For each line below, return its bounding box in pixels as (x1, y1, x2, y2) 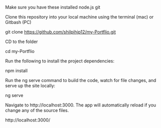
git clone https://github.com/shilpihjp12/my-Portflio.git (5, 29, 116, 34)
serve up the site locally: (5, 82, 56, 88)
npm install (5, 67, 28, 73)
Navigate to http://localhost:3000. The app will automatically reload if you (5, 102, 156, 108)
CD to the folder (5, 38, 38, 44)
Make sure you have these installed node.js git (5, 4, 101, 10)
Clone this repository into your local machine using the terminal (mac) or (5, 14, 154, 19)
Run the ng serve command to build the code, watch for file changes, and (5, 77, 157, 83)
